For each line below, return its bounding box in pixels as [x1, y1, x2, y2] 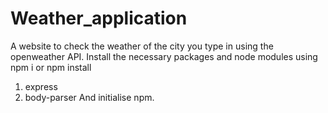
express [24, 80, 58, 92]
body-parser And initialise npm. [24, 91, 155, 103]
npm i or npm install [10, 61, 92, 73]
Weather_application [10, 7, 188, 30]
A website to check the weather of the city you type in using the [10, 40, 274, 52]
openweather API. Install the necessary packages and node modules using [10, 50, 318, 62]
